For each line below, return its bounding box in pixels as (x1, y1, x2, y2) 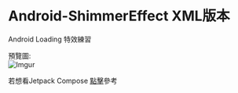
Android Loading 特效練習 (8, 34, 92, 44)
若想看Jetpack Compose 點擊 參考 (8, 76, 118, 85)
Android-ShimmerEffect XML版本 (8, 7, 230, 25)
